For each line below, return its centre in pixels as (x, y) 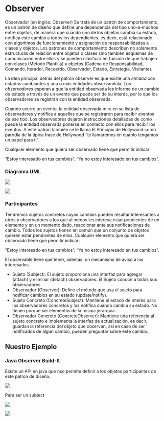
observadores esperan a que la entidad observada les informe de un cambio (82, 89)
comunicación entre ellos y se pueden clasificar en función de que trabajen (81, 58)
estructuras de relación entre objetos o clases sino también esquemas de (79, 53)
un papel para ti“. (22, 140)
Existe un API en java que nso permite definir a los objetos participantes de (81, 371)
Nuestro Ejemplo (31, 346)
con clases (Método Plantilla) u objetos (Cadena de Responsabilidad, (74, 64)
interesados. (18, 264)
